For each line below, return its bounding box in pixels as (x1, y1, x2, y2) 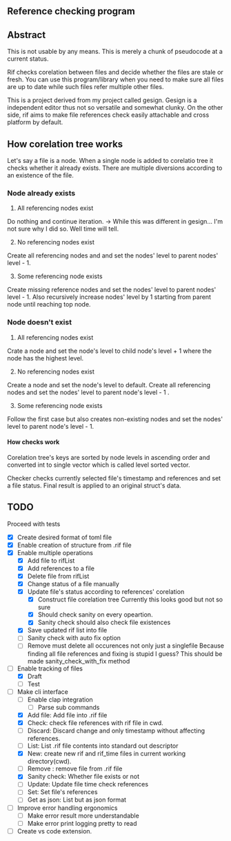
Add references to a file (27, 564, 95, 572)
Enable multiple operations (17, 548, 93, 557)
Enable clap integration (27, 695, 93, 704)
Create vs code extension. (17, 826, 92, 835)
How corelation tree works (7, 138, 123, 150)
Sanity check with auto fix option (27, 634, 121, 642)
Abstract (7, 29, 46, 41)
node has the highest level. (7, 354, 84, 362)
